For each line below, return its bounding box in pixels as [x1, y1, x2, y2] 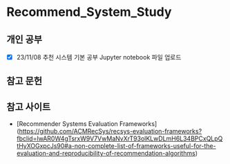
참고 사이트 [6, 101, 51, 113]
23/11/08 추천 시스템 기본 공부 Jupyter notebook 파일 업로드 [16, 53, 182, 61]
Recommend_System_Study [6, 4, 172, 20]
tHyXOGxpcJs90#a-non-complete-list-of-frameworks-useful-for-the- [16, 142, 216, 150]
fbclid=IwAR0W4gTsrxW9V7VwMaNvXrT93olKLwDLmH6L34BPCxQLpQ [16, 134, 223, 143]
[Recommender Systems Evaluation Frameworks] [16, 120, 157, 128]
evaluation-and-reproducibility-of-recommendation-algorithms [16, 149, 196, 158]
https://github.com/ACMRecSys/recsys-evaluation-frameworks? [19, 127, 202, 136]
